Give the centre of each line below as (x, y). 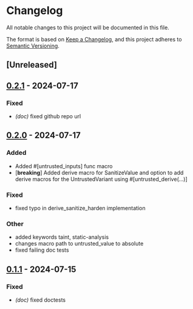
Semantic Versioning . (33, 46)
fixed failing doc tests (42, 250)
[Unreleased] (32, 65)
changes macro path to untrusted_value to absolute (79, 244)
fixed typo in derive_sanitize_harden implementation (80, 208)
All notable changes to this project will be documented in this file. (88, 27)
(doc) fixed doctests (40, 300)
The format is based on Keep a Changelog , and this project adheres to (94, 39)
